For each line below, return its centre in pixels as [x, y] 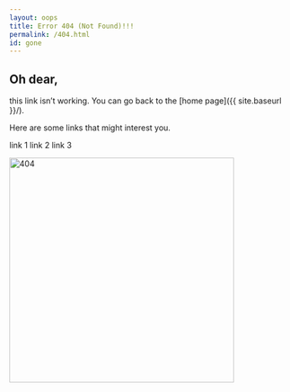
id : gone [26, 43]
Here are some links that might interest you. [90, 128]
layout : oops [34, 18]
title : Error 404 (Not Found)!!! [72, 26]
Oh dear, [34, 79]
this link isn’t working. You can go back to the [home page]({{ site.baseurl [145, 101]
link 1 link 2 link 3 [40, 146]
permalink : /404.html [50, 34]
